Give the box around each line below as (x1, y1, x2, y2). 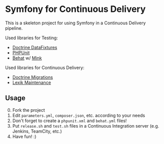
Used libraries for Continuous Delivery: (5, 65, 85, 71)
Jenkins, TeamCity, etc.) (12, 128, 62, 134)
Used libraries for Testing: (5, 35, 58, 41)
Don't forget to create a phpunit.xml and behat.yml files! (12, 118, 127, 124)
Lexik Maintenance (12, 79, 51, 85)
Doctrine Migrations (12, 74, 53, 80)
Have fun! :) (12, 133, 37, 140)
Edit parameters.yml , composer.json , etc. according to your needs (12, 112, 145, 118)
